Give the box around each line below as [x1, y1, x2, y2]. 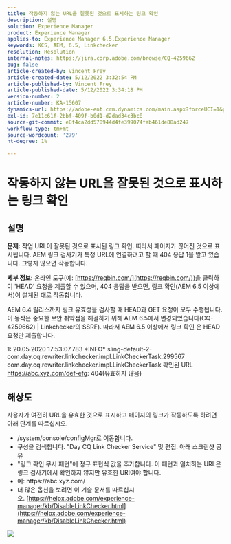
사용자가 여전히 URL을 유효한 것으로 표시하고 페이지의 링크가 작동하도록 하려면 [7, 411, 217, 419]
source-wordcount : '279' [7, 131, 78, 138]
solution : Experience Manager [7, 23, 94, 30]
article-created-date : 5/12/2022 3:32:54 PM [7, 74, 137, 81]
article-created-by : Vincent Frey [7, 67, 107, 74]
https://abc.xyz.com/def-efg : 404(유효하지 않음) [7, 369, 142, 378]
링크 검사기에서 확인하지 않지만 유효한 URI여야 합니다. [16, 468, 162, 477]
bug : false [7, 61, 38, 68]
